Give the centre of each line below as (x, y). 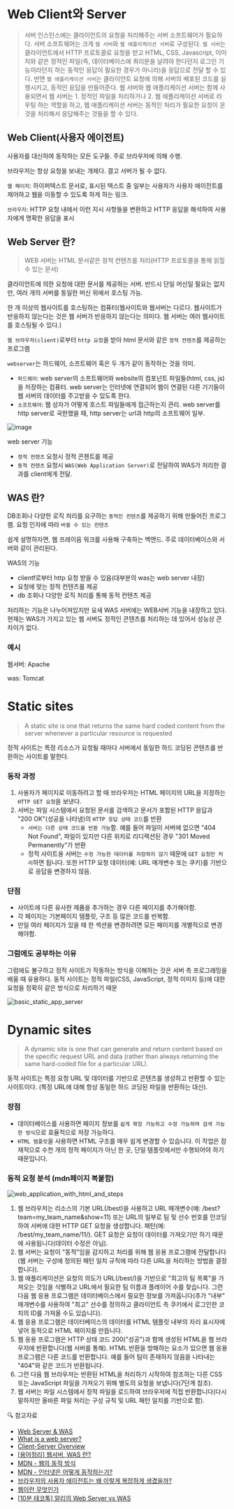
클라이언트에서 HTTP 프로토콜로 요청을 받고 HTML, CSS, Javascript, (119, 52)
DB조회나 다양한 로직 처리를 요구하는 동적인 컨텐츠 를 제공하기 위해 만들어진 (108, 516)
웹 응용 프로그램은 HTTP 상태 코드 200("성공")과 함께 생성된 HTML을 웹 (116, 1339)
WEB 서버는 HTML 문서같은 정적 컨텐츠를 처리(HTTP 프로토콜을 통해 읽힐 (125, 260)
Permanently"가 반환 (57, 845)
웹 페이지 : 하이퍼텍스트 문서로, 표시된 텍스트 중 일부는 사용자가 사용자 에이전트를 (115, 185)
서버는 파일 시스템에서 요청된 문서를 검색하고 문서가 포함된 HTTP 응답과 (115, 810)
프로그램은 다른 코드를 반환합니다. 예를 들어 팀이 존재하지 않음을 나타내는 (116, 1357)
